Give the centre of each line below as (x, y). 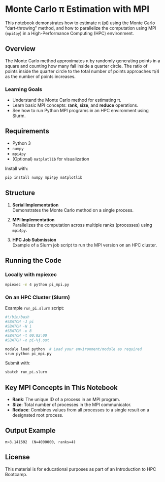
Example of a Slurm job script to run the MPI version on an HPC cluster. (84, 245)
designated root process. (38, 415)
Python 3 (21, 143)
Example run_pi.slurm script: (35, 308)
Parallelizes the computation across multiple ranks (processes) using (82, 225)
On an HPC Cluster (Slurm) (38, 297)
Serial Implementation (35, 205)
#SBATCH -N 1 (18, 326)
